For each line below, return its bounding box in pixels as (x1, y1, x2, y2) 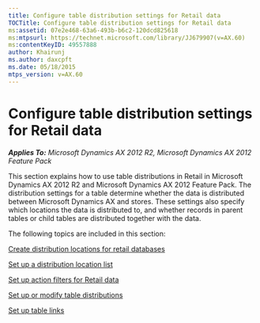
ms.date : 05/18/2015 (8, 63, 77, 71)
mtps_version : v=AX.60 (8, 70, 83, 78)
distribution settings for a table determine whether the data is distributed (8, 188, 245, 198)
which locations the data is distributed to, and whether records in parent (8, 205, 243, 215)
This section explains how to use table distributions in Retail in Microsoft (8, 171, 243, 180)
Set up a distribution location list (8, 259, 113, 269)
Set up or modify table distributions (8, 290, 123, 299)
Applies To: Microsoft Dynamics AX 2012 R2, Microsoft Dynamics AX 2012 (8, 147, 252, 157)
